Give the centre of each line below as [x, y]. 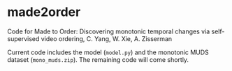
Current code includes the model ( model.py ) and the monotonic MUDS [108, 52]
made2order [44, 12]
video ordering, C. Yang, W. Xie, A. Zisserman [107, 38]
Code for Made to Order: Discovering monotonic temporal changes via [109, 31]
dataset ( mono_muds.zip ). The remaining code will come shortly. [98, 59]
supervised [23, 38]
